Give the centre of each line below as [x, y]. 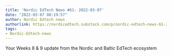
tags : [11, 29]
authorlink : [18, 24]
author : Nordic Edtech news [35, 19]
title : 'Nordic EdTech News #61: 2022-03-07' [55, 10]
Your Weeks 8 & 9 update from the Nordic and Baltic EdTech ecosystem [81, 48]
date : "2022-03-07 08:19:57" [36, 15]
